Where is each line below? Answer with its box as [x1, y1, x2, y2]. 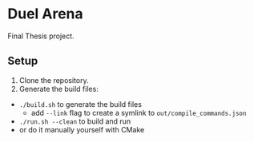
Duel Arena [7, 5, 83, 23]
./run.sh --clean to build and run [18, 116, 131, 126]
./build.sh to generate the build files [18, 99, 142, 108]
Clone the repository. [18, 75, 89, 85]
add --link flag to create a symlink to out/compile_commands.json [30, 108, 247, 117]
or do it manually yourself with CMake [18, 124, 145, 134]
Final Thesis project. [7, 31, 75, 41]
